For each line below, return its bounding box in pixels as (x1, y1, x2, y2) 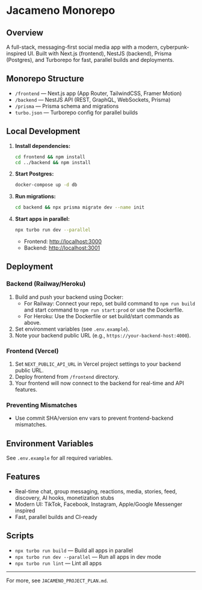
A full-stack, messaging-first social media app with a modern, (6, 43, 159, 51)
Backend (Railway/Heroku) (6, 280, 86, 288)
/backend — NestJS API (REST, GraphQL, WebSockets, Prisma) (14, 96, 171, 103)
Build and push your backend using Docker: (14, 293, 124, 301)
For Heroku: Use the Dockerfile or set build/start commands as (23, 312, 180, 319)
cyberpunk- (160, 43, 189, 51)
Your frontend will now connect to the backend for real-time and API (14, 380, 185, 387)
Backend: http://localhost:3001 (23, 244, 100, 251)
